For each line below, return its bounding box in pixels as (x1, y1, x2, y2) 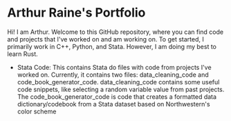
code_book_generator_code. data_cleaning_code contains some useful (17, 77, 220, 86)
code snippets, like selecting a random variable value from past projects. (17, 85, 225, 93)
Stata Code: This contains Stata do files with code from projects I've (17, 63, 212, 71)
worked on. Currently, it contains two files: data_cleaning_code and (17, 71, 209, 79)
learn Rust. (7, 50, 38, 58)
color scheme (17, 107, 57, 115)
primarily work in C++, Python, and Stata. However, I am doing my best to (7, 42, 216, 50)
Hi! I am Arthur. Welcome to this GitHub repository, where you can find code (7, 28, 223, 36)
